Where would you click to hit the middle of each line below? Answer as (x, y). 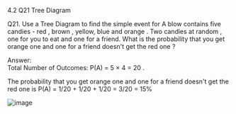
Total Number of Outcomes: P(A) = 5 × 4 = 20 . (76, 68)
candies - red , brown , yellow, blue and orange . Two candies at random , (115, 32)
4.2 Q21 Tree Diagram (39, 10)
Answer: (19, 60)
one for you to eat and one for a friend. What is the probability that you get (116, 39)
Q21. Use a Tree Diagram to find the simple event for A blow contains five (114, 24)
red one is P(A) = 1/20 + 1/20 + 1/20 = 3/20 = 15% (80, 89)
